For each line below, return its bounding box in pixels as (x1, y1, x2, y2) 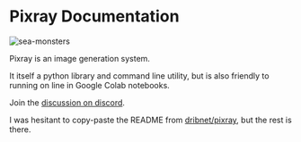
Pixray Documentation (9, 6, 180, 27)
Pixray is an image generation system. (9, 53, 151, 63)
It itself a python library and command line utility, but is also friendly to (9, 70, 270, 81)
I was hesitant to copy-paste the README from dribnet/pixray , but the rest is (9, 114, 292, 125)
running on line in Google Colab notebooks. (9, 79, 171, 90)
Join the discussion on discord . (9, 96, 126, 108)
